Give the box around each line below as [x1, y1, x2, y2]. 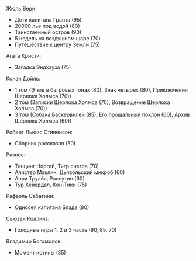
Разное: [6, 151, 26, 158]
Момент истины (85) [14, 249, 66, 256]
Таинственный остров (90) [14, 29, 82, 36]
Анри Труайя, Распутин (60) [14, 175, 85, 182]
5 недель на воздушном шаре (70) [14, 35, 101, 41]
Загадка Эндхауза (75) [14, 64, 71, 71]
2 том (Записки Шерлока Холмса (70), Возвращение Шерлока [14, 99, 170, 106]
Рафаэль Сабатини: [6, 193, 55, 199]
